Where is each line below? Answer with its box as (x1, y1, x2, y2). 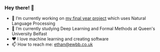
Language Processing (11, 20, 55, 26)
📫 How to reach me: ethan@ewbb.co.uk (11, 41, 93, 48)
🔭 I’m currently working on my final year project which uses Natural (11, 16, 146, 21)
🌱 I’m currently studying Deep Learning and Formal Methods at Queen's (11, 26, 156, 32)
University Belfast (11, 31, 47, 37)
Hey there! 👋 (4, 4, 34, 11)
